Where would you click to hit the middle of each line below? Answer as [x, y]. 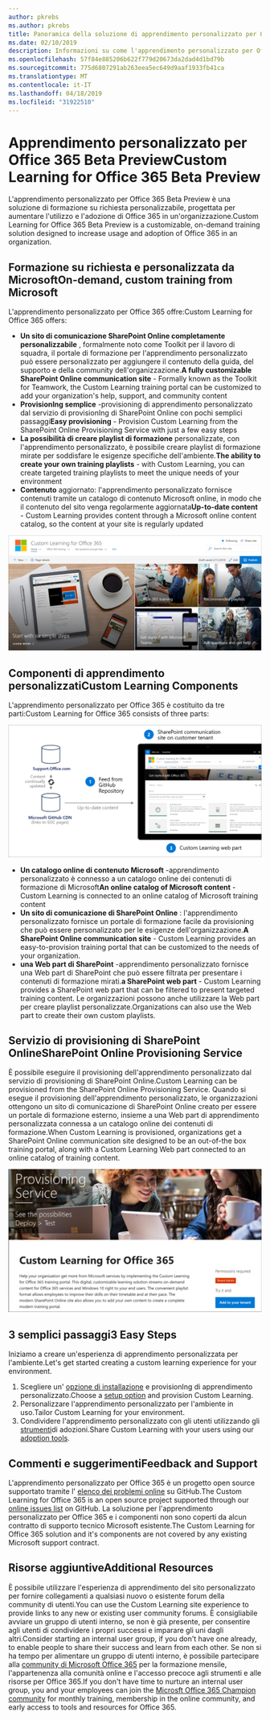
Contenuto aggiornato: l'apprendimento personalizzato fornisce [126, 490]
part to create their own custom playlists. [88, 1015]
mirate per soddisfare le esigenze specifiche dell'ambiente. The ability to [140, 456]
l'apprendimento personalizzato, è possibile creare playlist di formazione [140, 448]
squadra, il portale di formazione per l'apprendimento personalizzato [133, 353]
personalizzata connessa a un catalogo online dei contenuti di [111, 1124]
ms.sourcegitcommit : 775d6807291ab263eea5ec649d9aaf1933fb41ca [117, 68]
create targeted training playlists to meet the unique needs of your [129, 473]
